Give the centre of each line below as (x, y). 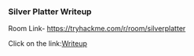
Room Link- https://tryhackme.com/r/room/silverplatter (97, 29)
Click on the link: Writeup (48, 44)
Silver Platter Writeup (50, 12)
